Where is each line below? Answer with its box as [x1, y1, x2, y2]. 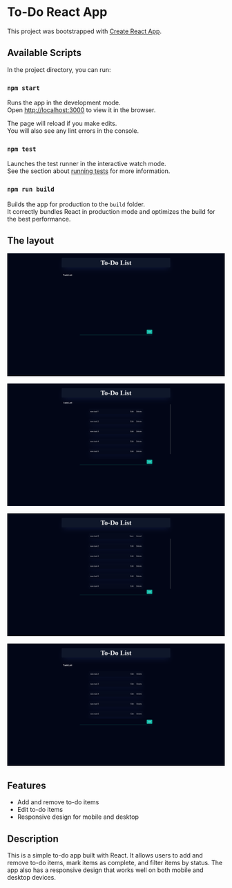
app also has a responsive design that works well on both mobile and [7, 866, 204, 874]
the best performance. [7, 215, 71, 223]
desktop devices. [7, 873, 57, 882]
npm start [7, 84, 40, 92]
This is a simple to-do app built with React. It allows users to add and [7, 851, 204, 860]
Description [7, 833, 59, 844]
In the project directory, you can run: [7, 65, 111, 73]
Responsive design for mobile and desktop [17, 813, 139, 821]
